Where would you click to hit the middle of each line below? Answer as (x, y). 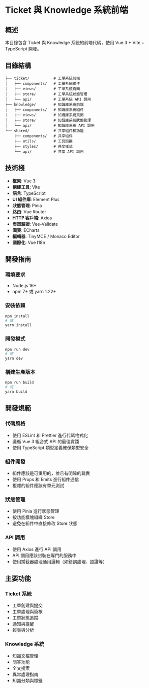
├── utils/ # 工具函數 (43, 141)
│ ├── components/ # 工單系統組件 (43, 84)
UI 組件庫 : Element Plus (36, 199)
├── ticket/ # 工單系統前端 (43, 78)
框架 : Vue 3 (24, 181)
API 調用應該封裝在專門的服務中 (45, 555)
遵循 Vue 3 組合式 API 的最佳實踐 (46, 441)
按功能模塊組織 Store (33, 517)
